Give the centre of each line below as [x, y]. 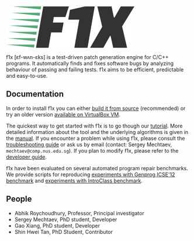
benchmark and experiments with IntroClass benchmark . [75, 180]
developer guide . [26, 157]
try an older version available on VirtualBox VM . [63, 114]
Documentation [35, 94]
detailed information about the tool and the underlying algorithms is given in [97, 132]
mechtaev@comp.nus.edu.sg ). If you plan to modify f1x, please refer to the [92, 150]
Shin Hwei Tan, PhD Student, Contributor [63, 232]
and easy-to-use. [27, 76]
